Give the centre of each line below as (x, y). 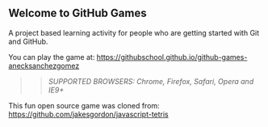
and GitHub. (28, 41)
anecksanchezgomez (44, 66)
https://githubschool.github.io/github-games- (172, 57)
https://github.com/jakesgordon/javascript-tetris (89, 114)
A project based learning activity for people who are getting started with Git (134, 32)
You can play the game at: (52, 57)
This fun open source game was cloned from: (84, 105)
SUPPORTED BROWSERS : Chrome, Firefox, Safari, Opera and (151, 81)
